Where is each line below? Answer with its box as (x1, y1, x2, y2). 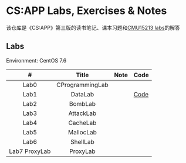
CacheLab (68, 119, 97, 127)
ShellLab (70, 137, 95, 145)
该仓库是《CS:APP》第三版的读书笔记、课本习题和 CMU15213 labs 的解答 (6, 24, 181, 31)
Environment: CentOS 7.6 (6, 57, 67, 64)
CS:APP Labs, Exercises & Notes (6, 4, 167, 18)
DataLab (70, 90, 94, 98)
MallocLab (68, 128, 97, 136)
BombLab (69, 99, 96, 107)
